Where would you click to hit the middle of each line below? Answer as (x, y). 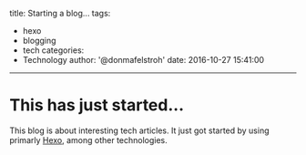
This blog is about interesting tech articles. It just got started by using (140, 130)
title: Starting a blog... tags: (60, 13)
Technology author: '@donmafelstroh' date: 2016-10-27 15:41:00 (143, 60)
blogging (39, 41)
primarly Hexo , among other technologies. (89, 139)
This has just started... (97, 105)
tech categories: (53, 50)
